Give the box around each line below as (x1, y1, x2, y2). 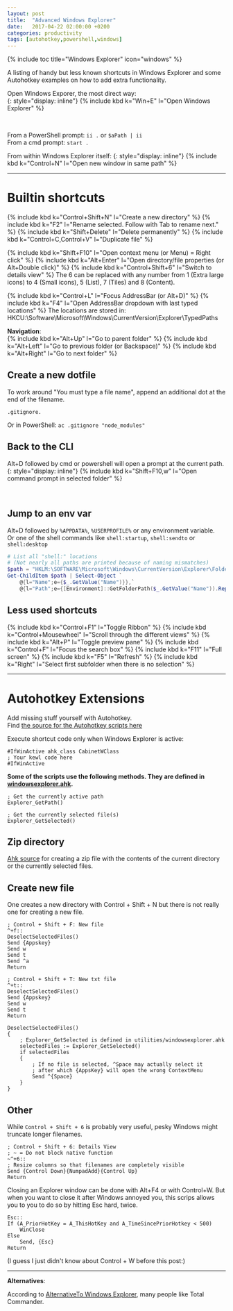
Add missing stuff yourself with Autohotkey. (7, 713, 132, 722)
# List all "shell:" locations (7, 553, 98, 560)
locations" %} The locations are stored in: (7, 306, 126, 315)
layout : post (7, 10, 45, 17)
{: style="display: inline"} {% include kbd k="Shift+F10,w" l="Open (7, 467, 198, 475)
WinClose (19, 1226, 45, 1233)
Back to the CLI (7, 441, 74, 453)
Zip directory (7, 836, 64, 848)
